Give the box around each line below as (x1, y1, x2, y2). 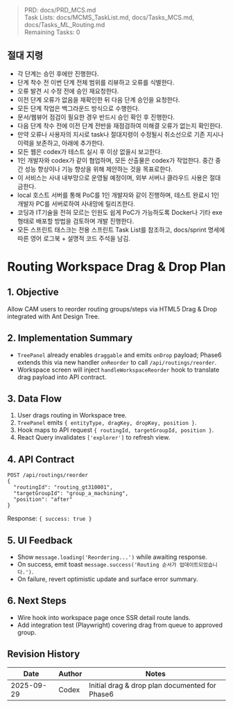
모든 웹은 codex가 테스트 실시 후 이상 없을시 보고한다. (17, 147, 163, 155)
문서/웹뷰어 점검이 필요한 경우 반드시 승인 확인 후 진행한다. (17, 112, 175, 121)
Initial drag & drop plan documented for (89, 680, 216, 690)
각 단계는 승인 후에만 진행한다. (17, 69, 99, 78)
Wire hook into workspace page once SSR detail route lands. (17, 613, 191, 621)
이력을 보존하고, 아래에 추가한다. (17, 139, 105, 147)
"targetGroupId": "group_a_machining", (13, 490, 129, 497)
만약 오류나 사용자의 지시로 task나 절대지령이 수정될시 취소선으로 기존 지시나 (17, 130, 224, 138)
